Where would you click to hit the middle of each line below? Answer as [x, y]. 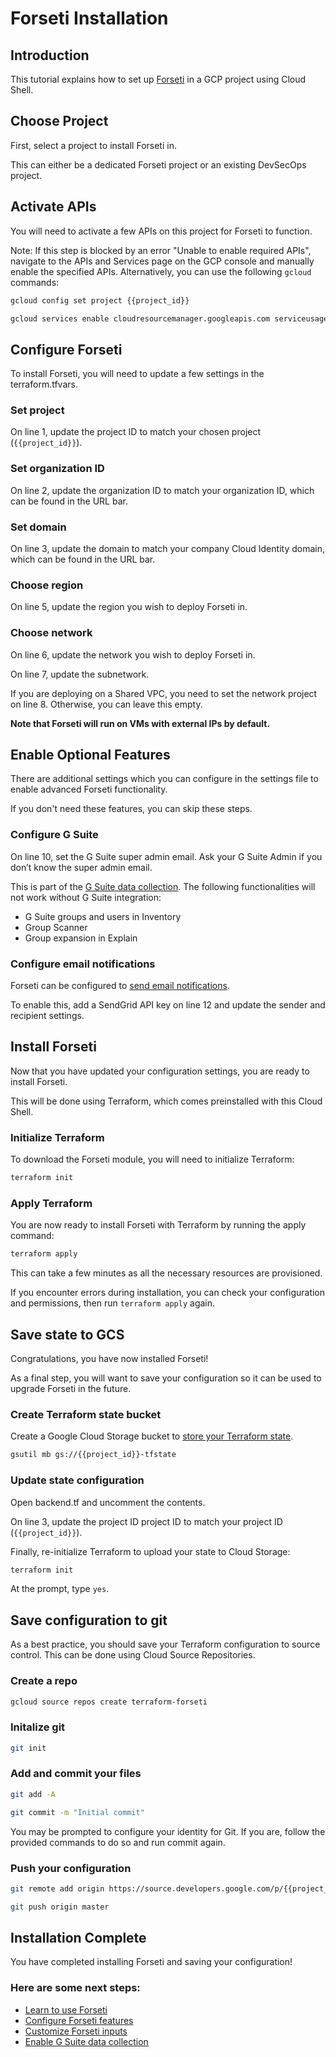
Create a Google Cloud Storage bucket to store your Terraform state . [152, 1436]
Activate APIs [53, 207]
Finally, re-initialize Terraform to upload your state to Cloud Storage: [150, 1551]
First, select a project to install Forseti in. [93, 145]
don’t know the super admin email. [81, 867]
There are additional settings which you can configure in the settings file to [164, 779]
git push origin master [60, 1907]
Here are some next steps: [75, 1988]
